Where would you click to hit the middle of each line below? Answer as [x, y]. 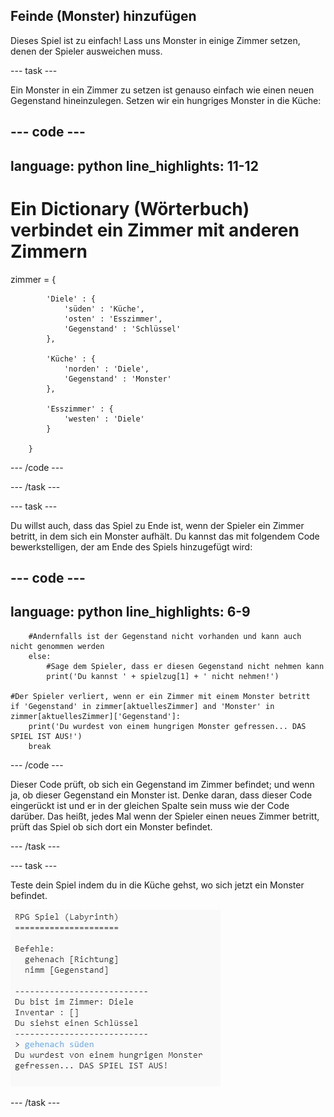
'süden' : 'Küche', [104, 309]
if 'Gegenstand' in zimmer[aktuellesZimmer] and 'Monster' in [142, 706]
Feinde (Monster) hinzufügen [103, 16]
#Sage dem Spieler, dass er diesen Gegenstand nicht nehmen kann [185, 666]
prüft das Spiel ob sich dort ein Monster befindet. [111, 826]
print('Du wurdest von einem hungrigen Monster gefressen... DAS [167, 726]
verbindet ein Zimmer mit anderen [155, 230]
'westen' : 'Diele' [104, 419]
